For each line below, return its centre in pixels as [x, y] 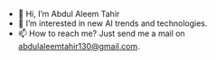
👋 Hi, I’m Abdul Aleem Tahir [69, 14]
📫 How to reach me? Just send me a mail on [101, 33]
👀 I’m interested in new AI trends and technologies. [113, 23]
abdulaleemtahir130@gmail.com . [79, 46]
